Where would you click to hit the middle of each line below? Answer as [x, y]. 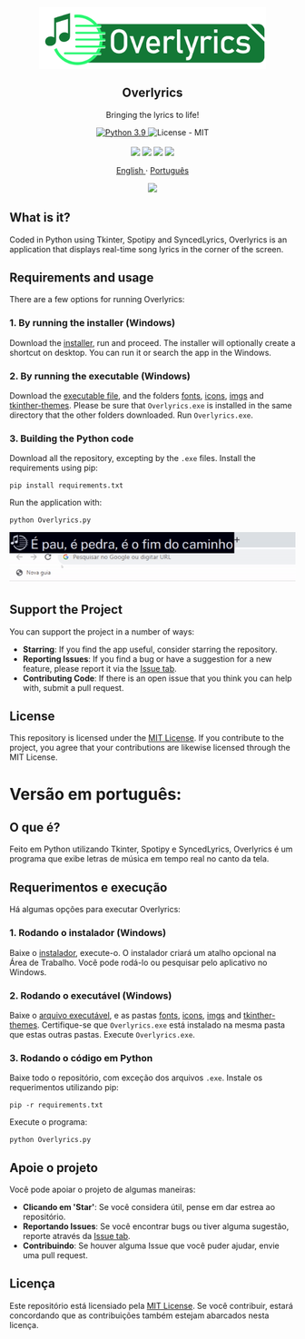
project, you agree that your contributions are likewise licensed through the [150, 748]
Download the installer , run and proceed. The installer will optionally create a [152, 342]
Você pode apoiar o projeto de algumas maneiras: [103, 1189]
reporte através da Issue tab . [76, 1236]
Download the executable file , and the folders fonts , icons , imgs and [137, 396]
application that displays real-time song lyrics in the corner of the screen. [147, 249]
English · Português [152, 170]
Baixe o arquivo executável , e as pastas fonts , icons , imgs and [126, 1015]
